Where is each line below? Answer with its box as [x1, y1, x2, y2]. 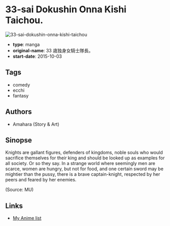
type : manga [12, 41, 40, 47]
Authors [5, 108, 32, 116]
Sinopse [5, 136, 32, 145]
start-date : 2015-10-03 [12, 53, 62, 59]
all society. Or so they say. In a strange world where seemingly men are [5, 160, 156, 167]
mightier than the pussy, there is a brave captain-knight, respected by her [5, 171, 160, 177]
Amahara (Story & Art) [12, 121, 60, 127]
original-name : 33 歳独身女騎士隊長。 [12, 47, 93, 53]
